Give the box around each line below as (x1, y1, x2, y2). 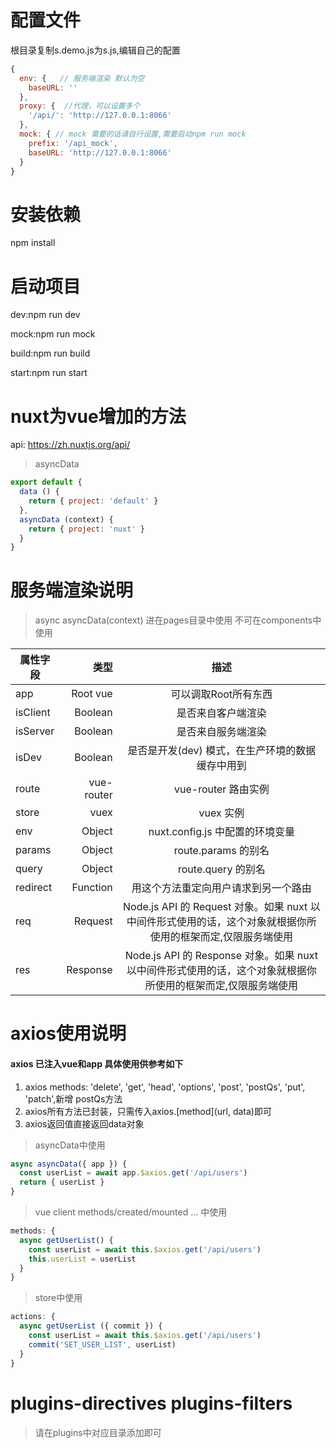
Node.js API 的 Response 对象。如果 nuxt (124, 949, 318, 963)
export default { (10, 477, 83, 488)
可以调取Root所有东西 (170, 687, 273, 701)
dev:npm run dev (10, 309, 81, 321)
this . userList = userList (28, 1254, 137, 1264)
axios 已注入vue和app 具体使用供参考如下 (10, 1057, 184, 1070)
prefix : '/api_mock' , (28, 138, 118, 148)
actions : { (10, 1312, 56, 1322)
